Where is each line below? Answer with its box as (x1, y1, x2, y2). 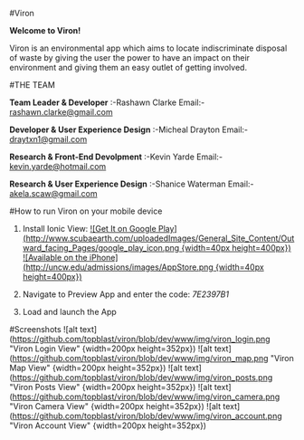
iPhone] (89, 253, 119, 263)
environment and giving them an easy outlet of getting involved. (9, 62, 247, 72)
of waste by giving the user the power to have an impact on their (9, 53, 251, 62)
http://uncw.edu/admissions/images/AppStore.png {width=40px (25, 262, 264, 273)
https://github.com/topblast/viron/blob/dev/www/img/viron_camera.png (12, 391, 280, 402)
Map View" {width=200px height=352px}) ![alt (9, 362, 183, 373)
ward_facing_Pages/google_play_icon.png (22, 243, 180, 253)
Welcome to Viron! (9, 25, 81, 35)
